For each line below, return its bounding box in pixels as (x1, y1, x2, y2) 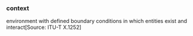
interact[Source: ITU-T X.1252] (6, 24, 82, 31)
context (6, 4, 29, 12)
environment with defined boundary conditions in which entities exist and (6, 18, 188, 25)
